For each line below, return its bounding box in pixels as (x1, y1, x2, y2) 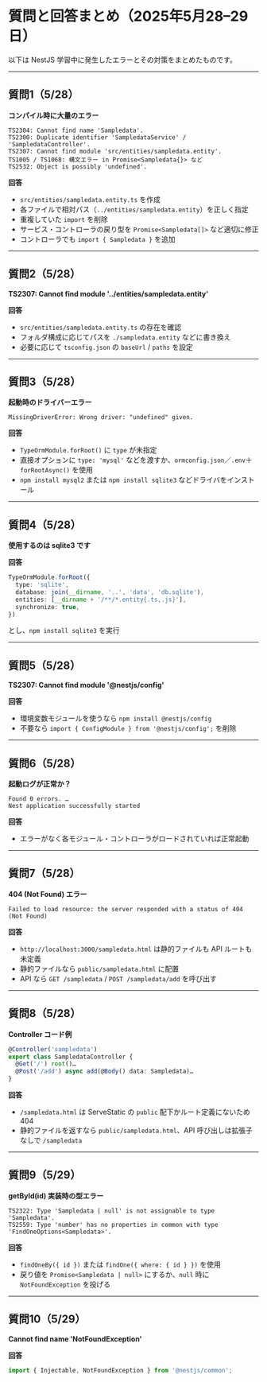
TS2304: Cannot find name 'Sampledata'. (8, 126, 145, 134)
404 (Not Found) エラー (8, 889, 87, 899)
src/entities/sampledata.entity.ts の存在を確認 (19, 322, 181, 332)
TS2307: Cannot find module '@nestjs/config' (8, 681, 164, 690)
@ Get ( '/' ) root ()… (15, 1060, 77, 1068)
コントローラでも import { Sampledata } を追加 (19, 234, 176, 243)
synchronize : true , (15, 603, 80, 611)
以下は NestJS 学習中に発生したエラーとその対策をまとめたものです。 (8, 55, 237, 64)
